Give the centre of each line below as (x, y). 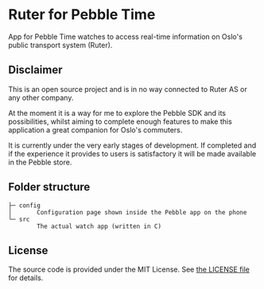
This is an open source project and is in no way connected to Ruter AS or (128, 89)
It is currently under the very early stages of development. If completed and (132, 145)
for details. (26, 278)
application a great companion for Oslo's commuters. (95, 129)
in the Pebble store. (40, 162)
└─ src (19, 219)
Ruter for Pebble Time (82, 15)
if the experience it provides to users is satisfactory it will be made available (132, 153)
